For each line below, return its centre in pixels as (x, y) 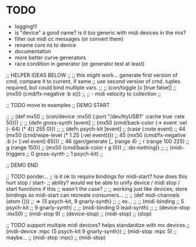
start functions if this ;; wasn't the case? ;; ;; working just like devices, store (97, 188)
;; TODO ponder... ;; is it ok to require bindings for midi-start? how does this (97, 176)
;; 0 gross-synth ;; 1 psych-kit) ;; (65, 153)
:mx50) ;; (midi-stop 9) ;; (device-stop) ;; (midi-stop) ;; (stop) (79, 214)
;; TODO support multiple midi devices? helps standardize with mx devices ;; (98, 225)
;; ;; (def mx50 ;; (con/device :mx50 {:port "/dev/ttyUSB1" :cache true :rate (95, 116)
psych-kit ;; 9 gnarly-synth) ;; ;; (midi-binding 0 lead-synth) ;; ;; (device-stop (98, 207)
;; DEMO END (22, 165)
